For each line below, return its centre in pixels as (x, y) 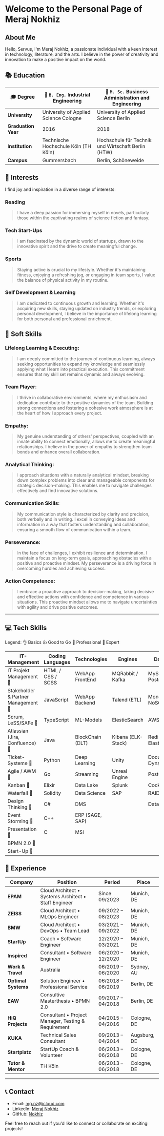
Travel (15, 972)
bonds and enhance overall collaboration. (59, 452)
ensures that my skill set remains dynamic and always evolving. (81, 374)
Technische (56, 140)
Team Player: (21, 387)
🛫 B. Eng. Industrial (67, 95)
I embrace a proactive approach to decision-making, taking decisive (85, 592)
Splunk (120, 785)
